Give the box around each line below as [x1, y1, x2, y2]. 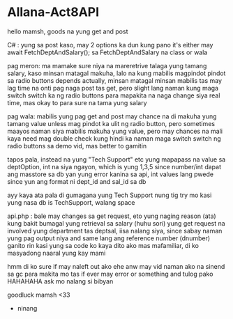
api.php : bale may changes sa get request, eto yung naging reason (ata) [7, 212, 216, 220]
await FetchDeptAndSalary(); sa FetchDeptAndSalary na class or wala [7, 48, 208, 56]
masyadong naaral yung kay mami [7, 249, 106, 257]
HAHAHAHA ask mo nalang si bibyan [7, 277, 114, 286]
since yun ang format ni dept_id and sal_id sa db [7, 177, 146, 185]
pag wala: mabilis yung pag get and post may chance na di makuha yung [7, 112, 218, 120]
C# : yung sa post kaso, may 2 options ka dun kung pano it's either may [7, 40, 213, 49]
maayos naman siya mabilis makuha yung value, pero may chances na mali [7, 127, 223, 135]
